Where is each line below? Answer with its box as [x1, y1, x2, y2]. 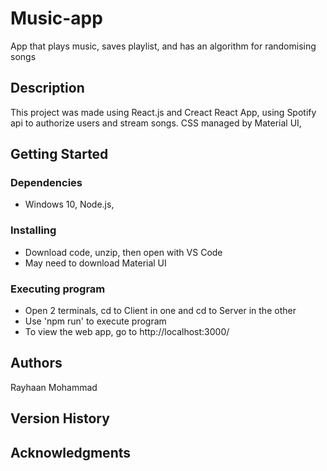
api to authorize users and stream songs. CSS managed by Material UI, [10, 117, 302, 129]
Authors [10, 355, 63, 372]
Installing [10, 223, 57, 237]
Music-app [10, 7, 103, 30]
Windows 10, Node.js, [24, 198, 115, 211]
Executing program [10, 282, 106, 296]
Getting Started [10, 146, 109, 163]
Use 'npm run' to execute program [24, 315, 167, 327]
